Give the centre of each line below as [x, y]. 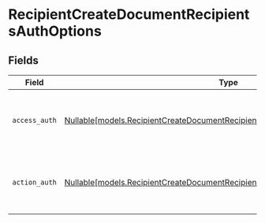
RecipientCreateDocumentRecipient [129, 15]
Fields [24, 60]
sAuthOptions [55, 31]
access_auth [35, 120]
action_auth [35, 182]
